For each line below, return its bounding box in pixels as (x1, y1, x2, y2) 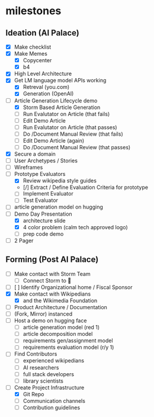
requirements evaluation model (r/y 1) (23, 344, 114, 351)
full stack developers (23, 370, 75, 377)
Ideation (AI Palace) (5, 28, 79, 38)
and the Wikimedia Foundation (23, 297, 98, 304)
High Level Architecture (14, 70, 72, 78)
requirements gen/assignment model (23, 337, 113, 344)
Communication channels (23, 397, 85, 404)
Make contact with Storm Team (14, 270, 91, 277)
